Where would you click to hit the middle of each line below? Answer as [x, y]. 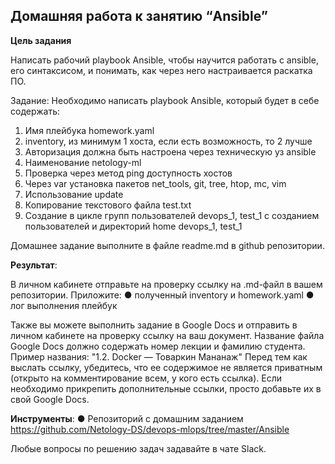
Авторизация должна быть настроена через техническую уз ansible [170, 151]
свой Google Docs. [50, 399]
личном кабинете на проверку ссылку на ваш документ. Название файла [167, 335]
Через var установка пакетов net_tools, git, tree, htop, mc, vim [155, 183]
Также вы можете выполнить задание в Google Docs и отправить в [154, 325]
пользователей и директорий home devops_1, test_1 [133, 226]
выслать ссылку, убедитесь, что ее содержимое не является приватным [166, 367]
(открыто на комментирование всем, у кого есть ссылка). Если [146, 378]
